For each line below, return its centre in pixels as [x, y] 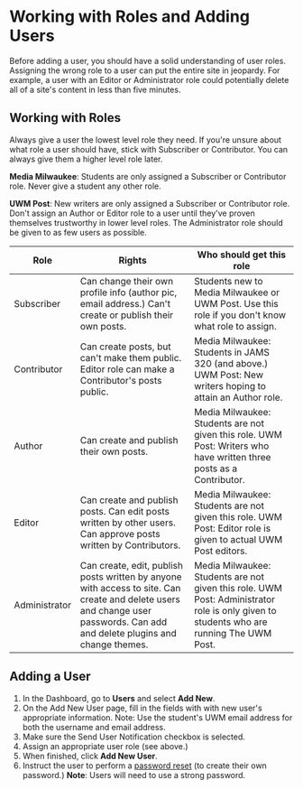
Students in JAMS [232, 352]
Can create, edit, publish [131, 565]
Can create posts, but [125, 347]
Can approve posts [120, 534]
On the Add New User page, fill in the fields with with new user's [142, 708]
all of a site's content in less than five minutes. [95, 89]
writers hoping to [230, 385]
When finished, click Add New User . [90, 756]
